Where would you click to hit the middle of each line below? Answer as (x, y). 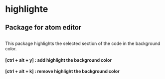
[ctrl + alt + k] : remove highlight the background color (62, 71)
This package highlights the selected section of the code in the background (83, 43)
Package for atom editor (43, 27)
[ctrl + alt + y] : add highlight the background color (59, 60)
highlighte (27, 9)
